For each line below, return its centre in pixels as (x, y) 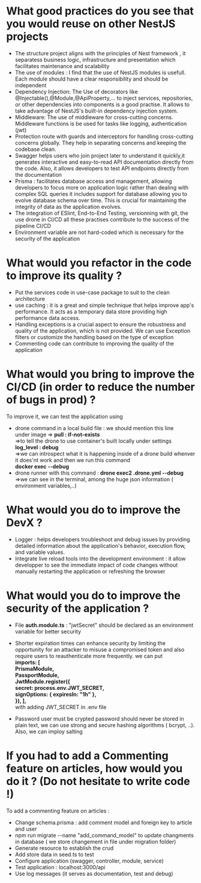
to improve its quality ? (64, 276)
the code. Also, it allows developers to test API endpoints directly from (102, 168)
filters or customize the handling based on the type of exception (94, 337)
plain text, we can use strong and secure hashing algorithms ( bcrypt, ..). (105, 725)
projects (28, 37)
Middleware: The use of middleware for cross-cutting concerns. (94, 117)
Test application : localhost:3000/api (60, 867)
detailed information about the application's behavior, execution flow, (100, 546)
